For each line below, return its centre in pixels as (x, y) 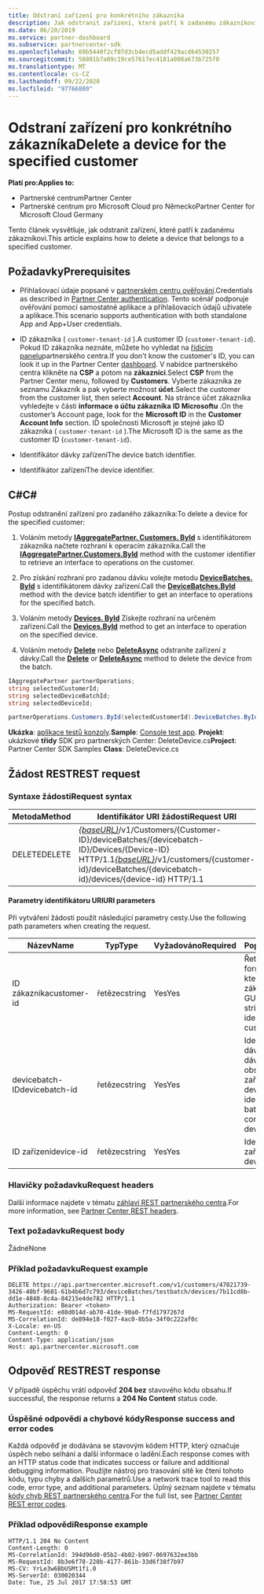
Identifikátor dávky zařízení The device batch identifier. (108, 455)
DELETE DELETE (42, 854)
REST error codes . (38, 1504)
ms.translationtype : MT (47, 67)
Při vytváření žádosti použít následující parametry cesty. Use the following (127, 918)
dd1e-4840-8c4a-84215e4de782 (56, 1299)
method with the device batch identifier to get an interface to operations (136, 594)
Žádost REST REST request (74, 773)
